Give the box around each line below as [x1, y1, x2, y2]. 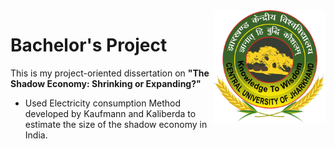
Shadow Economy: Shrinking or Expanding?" [10, 77, 202, 89]
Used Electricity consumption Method [24, 97, 182, 109]
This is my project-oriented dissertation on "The [10, 67, 210, 79]
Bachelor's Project [10, 34, 168, 57]
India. [24, 129, 48, 141]
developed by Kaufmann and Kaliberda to [24, 107, 197, 119]
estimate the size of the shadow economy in [24, 118, 208, 130]
